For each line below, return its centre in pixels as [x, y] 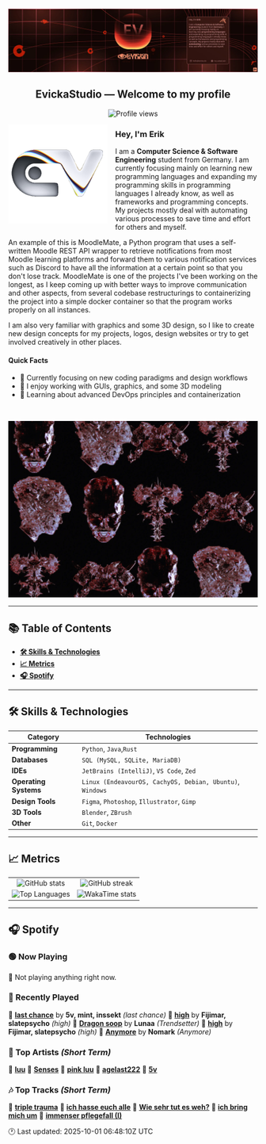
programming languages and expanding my [186, 177]
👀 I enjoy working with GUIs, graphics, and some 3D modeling [120, 386]
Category [43, 737]
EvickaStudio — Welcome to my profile [133, 95]
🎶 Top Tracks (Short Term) [59, 1090]
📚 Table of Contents [60, 628]
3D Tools [27, 812]
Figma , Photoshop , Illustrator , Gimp [139, 801]
